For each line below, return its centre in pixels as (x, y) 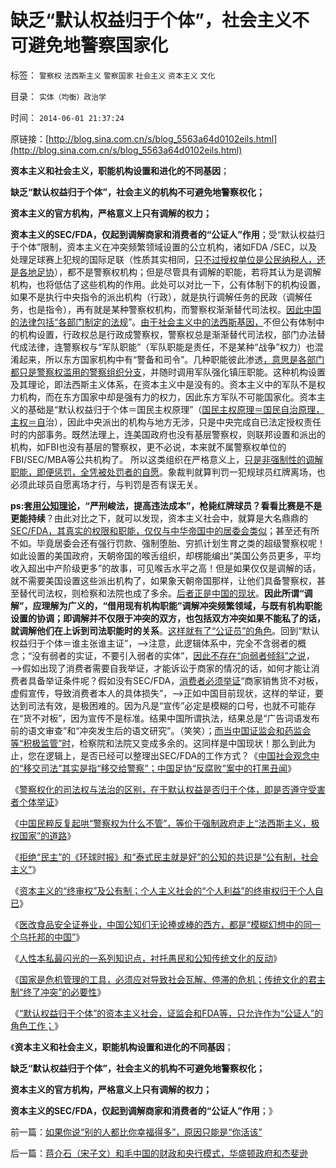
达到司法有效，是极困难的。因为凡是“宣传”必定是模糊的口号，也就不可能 (159, 705)
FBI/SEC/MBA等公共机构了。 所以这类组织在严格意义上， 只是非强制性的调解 (167, 459)
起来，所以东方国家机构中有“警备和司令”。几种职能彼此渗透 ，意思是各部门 (171, 359)
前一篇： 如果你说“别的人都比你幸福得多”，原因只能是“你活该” (136, 1132)
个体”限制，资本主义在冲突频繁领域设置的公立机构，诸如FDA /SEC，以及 (168, 247)
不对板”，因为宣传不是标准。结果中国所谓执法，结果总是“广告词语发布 (175, 718)
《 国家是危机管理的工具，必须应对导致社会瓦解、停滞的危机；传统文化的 (159, 979)
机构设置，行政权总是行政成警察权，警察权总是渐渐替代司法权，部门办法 (167, 334)
